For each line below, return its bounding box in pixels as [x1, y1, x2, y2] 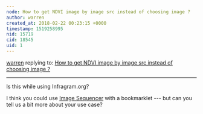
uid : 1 [6, 43, 23, 49]
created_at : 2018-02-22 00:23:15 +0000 [6, 20, 107, 26]
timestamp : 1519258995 [6, 25, 63, 32]
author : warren [6, 14, 45, 21]
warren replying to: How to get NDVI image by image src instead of [6, 59, 173, 66]
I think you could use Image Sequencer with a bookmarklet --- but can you [6, 94, 192, 101]
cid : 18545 [6, 37, 34, 43]
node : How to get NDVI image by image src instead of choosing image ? [6, 8, 190, 15]
